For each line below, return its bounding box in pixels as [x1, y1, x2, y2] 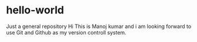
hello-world [6, 3, 65, 17]
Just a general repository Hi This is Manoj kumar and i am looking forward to [6, 23, 192, 30]
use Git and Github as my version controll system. [6, 29, 126, 36]
